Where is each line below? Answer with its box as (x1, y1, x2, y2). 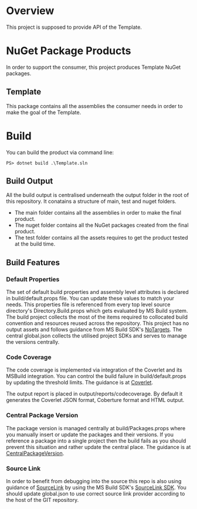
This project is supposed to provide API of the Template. (6, 24, 142, 31)
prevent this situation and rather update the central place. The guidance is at (6, 443, 191, 450)
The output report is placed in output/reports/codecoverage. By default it (6, 390, 183, 397)
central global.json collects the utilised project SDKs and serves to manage (6, 332, 187, 339)
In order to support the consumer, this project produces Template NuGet (6, 63, 181, 71)
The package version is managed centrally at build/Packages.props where (6, 424, 186, 431)
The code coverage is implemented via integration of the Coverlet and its (6, 366, 183, 374)
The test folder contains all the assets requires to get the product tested (14, 234, 189, 242)
